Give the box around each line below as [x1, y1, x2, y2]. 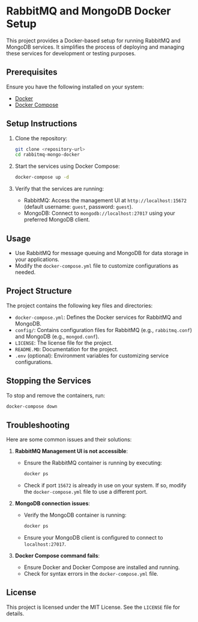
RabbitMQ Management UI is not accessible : [14, 448, 128, 455]
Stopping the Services [6, 376, 91, 386]
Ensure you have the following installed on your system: [6, 83, 144, 90]
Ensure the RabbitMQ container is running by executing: [23, 459, 163, 467]
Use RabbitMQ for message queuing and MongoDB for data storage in [14, 250, 189, 256]
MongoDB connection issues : [14, 500, 91, 507]
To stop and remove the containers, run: [6, 392, 106, 399]
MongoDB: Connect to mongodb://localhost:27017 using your [23, 209, 176, 217]
